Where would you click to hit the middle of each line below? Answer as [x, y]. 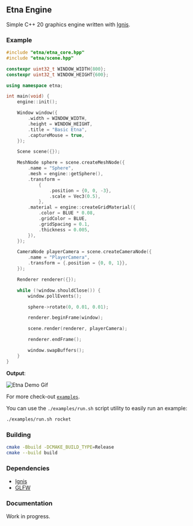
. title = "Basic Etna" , [57, 130]
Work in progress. [28, 516]
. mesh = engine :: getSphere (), [66, 174]
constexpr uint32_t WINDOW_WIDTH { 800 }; [56, 69]
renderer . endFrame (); [55, 340]
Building [19, 434]
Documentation [29, 503]
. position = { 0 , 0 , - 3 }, [80, 190]
